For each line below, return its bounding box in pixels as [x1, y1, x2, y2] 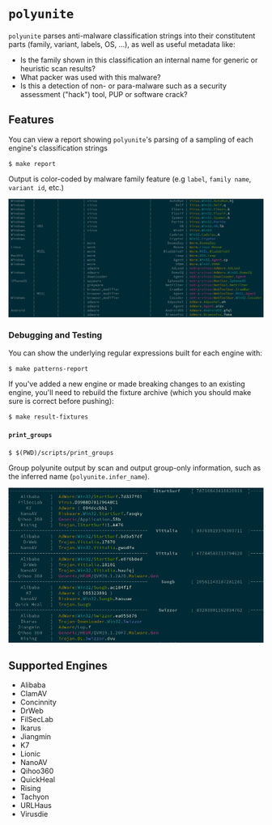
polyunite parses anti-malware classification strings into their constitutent [8, 31, 256, 40]
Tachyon [19, 792, 50, 802]
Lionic [19, 749, 41, 759]
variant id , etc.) [8, 182, 65, 192]
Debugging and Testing [8, 330, 103, 341]
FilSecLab [19, 715, 54, 725]
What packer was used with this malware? [19, 72, 161, 82]
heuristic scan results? [19, 63, 96, 73]
